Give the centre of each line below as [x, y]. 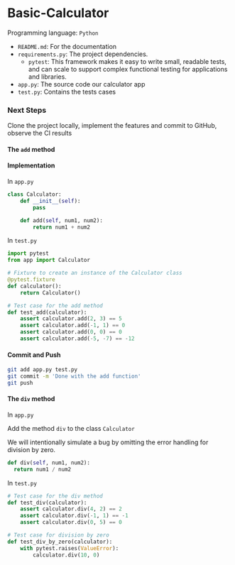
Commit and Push [34, 355]
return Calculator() [50, 292]
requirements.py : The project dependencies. [83, 54]
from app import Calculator [49, 260]
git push [20, 383]
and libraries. [48, 77]
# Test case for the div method [55, 496]
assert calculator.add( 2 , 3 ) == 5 [71, 319]
